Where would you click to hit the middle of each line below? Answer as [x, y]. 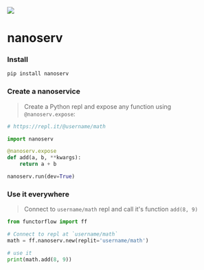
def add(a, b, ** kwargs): [44, 158]
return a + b [38, 164]
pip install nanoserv [38, 74]
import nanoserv [30, 139]
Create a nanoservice [44, 92]
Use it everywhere [38, 194]
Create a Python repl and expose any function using [98, 106]
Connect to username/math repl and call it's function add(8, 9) [111, 209]
